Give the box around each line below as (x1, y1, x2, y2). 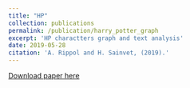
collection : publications (8, 19, 94, 27)
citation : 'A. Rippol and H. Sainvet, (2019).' (8, 49, 170, 57)
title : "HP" (8, 11, 48, 20)
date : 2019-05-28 (8, 42, 66, 50)
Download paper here (8, 71, 80, 80)
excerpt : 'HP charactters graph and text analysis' (8, 34, 184, 42)
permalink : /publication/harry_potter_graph (8, 26, 159, 34)
